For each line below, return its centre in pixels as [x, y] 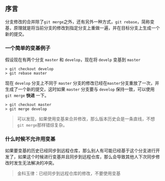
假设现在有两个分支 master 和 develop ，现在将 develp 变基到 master [73, 60]
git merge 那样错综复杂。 [42, 125]
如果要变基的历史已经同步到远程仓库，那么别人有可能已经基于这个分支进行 [80, 151]
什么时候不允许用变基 [30, 139]
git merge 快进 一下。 [27, 96]
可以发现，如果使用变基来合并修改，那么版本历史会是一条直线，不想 [86, 119]
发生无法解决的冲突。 [35, 163]
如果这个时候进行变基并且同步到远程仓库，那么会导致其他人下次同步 [87, 157]
